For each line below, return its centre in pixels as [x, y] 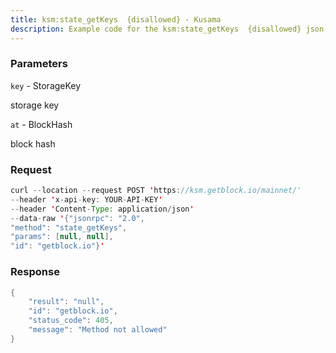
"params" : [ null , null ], [62, 237]
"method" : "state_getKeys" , [69, 227]
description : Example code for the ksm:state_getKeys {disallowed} [156, 29]
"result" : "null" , [66, 302]
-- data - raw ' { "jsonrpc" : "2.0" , [77, 218]
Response [35, 272]
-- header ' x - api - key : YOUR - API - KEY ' [86, 199]
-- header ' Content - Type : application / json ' [102, 209]
